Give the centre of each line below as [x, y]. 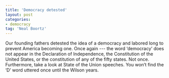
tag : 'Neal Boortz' [26, 29]
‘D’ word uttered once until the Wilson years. [52, 70]
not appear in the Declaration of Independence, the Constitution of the [79, 54]
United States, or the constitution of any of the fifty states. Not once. [77, 59]
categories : [18, 19]
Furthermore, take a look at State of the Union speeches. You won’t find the [85, 65]
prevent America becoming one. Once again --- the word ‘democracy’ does [85, 49]
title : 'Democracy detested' [36, 10]
